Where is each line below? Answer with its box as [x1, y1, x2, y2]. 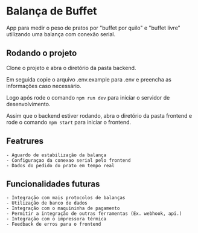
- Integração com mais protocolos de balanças [6, 195, 126, 201]
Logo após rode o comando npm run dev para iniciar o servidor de [6, 94, 170, 101]
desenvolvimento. [6, 100, 51, 107]
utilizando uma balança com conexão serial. [6, 30, 116, 37]
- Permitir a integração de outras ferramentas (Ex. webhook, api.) [6, 211, 182, 217]
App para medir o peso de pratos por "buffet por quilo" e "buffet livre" [6, 24, 181, 31]
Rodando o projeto [6, 48, 77, 59]
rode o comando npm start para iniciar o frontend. [6, 118, 132, 126]
